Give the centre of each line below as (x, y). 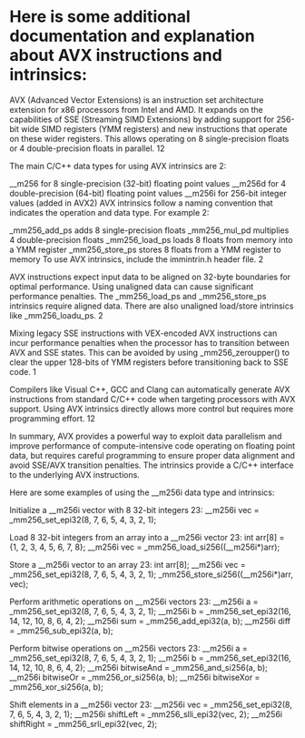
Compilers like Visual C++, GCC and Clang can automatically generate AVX (150, 389)
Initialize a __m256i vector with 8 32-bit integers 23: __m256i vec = (135, 510)
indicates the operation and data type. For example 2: (109, 212)
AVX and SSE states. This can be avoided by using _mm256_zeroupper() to (150, 352)
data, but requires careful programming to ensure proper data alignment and (152, 455)
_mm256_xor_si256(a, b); (57, 687)
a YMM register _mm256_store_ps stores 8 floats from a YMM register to (145, 249)
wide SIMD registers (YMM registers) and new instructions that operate (154, 128)
